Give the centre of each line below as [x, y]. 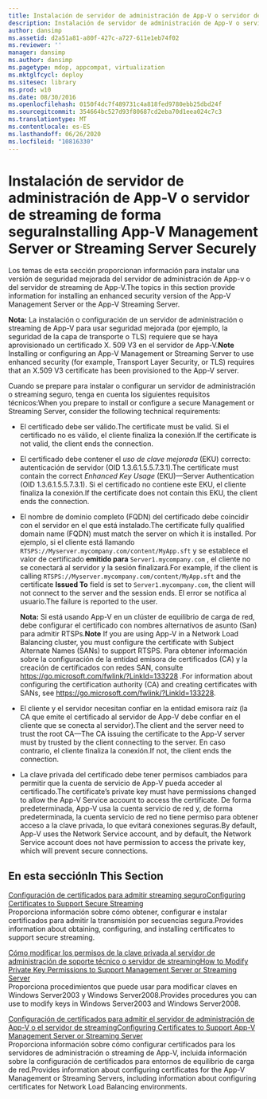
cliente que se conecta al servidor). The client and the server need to [132, 725]
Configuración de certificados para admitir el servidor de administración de [132, 1019]
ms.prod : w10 [30, 90]
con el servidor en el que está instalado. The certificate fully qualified [132, 526]
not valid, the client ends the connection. [86, 444]
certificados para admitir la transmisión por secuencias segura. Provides [126, 921]
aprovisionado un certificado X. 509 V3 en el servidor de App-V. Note [121, 345]
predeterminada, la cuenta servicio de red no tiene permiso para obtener [139, 817]
